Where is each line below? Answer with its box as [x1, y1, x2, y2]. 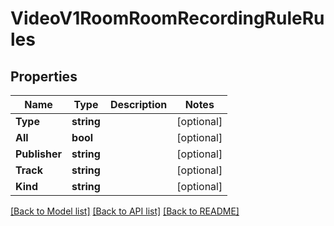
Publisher [15, 147, 63, 161]
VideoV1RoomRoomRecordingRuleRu [10, 7, 325, 30]
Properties [10, 68, 78, 85]
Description [109, 98, 168, 111]
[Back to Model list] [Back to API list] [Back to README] [10, 205, 240, 217]
